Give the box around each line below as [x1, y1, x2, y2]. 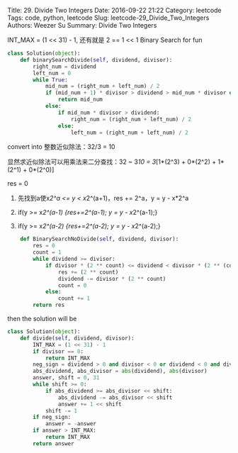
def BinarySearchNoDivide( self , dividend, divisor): [20, 235, 179, 243]
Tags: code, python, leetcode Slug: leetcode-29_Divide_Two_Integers [7, 13, 210, 22]
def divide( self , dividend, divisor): [20, 335, 135, 342]
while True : [33, 76, 69, 84]
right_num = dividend [33, 63, 97, 70]
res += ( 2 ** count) [57, 269, 119, 276]
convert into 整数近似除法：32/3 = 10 [7, 142, 115, 151]
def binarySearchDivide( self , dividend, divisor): [20, 56, 173, 63]
